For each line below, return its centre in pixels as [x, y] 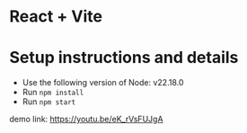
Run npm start [49, 102]
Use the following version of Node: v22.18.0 [103, 83]
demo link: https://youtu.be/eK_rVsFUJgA [86, 120]
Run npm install [53, 93]
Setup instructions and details [124, 58]
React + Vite [56, 17]
